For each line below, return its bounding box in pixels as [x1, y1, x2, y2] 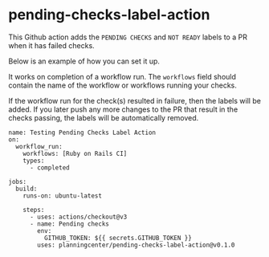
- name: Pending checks [29, 219, 110, 228]
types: [22, 157, 45, 165]
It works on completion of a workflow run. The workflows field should [8, 71, 237, 81]
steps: [22, 206, 45, 214]
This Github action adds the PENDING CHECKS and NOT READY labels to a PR [8, 32, 247, 42]
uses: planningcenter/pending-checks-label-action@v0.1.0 [37, 241, 235, 249]
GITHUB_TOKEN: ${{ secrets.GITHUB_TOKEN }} [43, 234, 193, 242]
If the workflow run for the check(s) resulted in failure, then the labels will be [8, 96, 261, 105]
